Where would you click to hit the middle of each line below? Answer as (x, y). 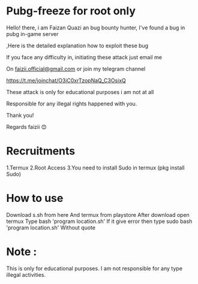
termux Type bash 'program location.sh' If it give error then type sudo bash (99, 221)
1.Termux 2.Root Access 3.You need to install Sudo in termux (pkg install (95, 167)
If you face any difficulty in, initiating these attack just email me (84, 57)
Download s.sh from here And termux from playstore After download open (98, 214)
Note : (22, 252)
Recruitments (41, 151)
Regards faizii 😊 (26, 126)
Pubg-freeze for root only (71, 11)
